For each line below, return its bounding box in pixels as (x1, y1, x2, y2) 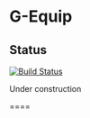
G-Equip (9, 6, 73, 27)
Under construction (9, 84, 82, 94)
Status (9, 42, 48, 58)
